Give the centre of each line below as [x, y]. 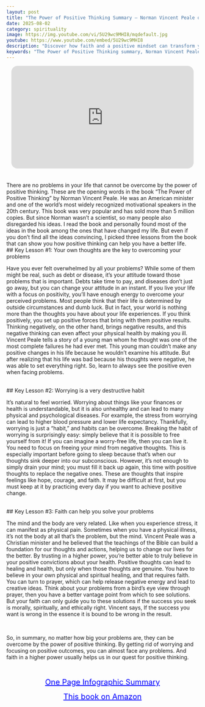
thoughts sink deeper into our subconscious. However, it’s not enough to [98, 461]
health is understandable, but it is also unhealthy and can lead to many [95, 409]
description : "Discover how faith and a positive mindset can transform [101, 46]
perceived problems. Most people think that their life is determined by [94, 301]
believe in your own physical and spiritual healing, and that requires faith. [98, 575]
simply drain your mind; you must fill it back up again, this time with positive [102, 467]
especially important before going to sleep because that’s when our [91, 454]
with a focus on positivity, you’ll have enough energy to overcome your [95, 294]
